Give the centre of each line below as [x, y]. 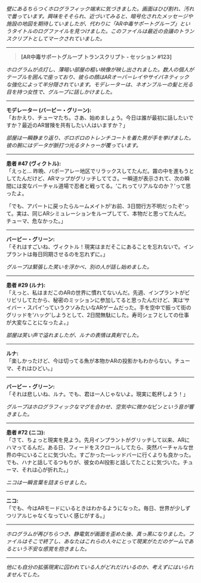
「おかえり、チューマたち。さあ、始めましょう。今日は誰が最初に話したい [98, 118]
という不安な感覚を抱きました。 [50, 549]
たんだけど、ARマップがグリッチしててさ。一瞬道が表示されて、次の [101, 178]
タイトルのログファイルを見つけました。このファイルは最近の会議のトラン [103, 31]
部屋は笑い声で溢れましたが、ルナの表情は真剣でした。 [74, 335]
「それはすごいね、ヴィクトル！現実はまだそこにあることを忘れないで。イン [100, 247]
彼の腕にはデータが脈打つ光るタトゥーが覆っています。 [74, 145]
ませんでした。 [24, 574]
